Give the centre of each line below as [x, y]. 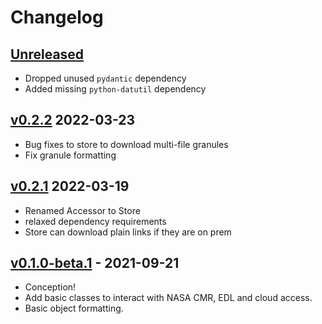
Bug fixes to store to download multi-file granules [126, 144]
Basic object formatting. [74, 308]
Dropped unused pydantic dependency [105, 78]
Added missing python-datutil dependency [115, 89]
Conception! [50, 287]
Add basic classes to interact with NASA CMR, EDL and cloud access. [168, 298]
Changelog [57, 17]
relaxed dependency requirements [95, 221]
